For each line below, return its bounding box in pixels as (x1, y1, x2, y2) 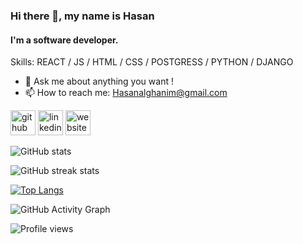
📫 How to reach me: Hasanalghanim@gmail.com (24, 87, 228, 99)
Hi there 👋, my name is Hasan (10, 9, 155, 23)
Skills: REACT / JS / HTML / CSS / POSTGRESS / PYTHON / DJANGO (10, 56, 294, 68)
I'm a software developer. (10, 34, 119, 46)
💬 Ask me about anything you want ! (24, 75, 174, 88)
